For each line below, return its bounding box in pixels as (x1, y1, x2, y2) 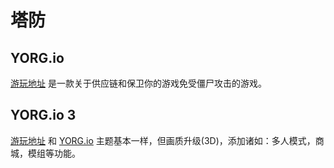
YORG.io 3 (10, 107, 77, 124)
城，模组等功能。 (10, 147, 81, 159)
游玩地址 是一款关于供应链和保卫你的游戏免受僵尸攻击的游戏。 (10, 77, 267, 89)
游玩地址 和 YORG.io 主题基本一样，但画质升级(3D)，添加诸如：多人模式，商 (10, 134, 325, 146)
